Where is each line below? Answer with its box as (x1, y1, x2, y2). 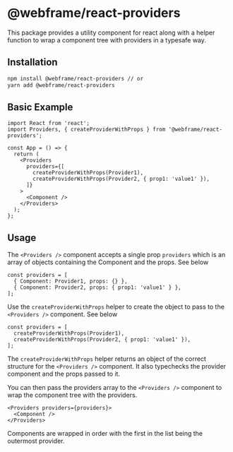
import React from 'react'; (7, 120, 90, 127)
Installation (7, 56, 58, 69)
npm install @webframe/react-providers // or (7, 75, 143, 82)
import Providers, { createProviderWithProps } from (7, 126, 166, 133)
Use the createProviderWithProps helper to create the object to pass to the (7, 302, 225, 311)
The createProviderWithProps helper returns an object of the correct (7, 355, 207, 363)
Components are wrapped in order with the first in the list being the (7, 429, 203, 438)
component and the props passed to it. (7, 369, 121, 379)
